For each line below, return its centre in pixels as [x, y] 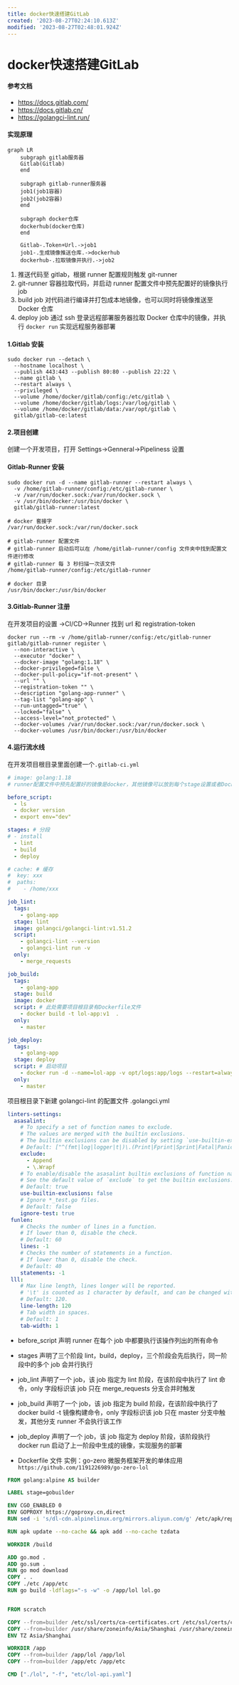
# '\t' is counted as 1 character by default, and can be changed [121, 1293]
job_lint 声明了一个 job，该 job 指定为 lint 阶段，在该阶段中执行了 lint [118, 1379]
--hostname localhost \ [49, 366]
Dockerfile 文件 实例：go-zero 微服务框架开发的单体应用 [100, 1460]
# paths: [22, 883]
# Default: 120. [44, 1299]
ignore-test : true [47, 1213]
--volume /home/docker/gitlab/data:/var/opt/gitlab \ [95, 410]
